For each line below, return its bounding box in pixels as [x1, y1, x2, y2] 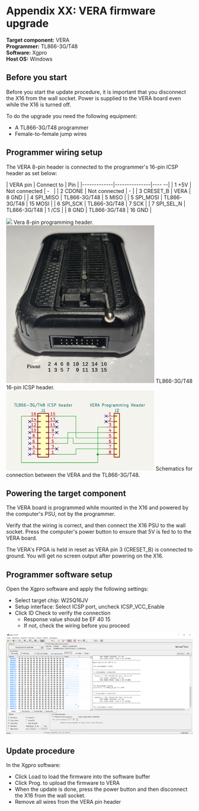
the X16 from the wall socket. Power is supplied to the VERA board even [6, 94, 181, 102]
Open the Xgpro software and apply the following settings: [6, 585, 149, 593]
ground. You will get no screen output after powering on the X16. [6, 552, 164, 559]
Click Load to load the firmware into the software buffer [14, 773, 150, 780]
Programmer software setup [6, 569, 113, 579]
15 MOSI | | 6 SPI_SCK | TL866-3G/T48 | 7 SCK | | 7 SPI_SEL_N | [29, 200, 186, 207]
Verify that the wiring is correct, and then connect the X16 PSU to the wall [6, 522, 186, 529]
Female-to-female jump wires [14, 130, 87, 137]
